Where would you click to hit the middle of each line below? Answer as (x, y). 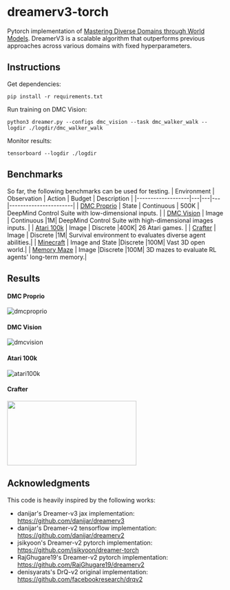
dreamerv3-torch (58, 12)
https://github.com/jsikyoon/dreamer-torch (78, 550)
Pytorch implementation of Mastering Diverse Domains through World (106, 31)
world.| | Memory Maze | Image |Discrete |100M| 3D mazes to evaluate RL (112, 249)
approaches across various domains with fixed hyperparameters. (100, 45)
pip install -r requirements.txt (55, 96)
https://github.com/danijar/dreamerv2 (71, 535)
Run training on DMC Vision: (47, 109)
